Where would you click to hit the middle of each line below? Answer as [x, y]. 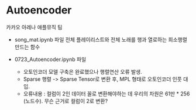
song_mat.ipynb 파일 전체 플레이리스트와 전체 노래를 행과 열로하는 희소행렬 [101, 39]
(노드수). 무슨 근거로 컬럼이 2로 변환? [66, 101]
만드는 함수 [27, 47]
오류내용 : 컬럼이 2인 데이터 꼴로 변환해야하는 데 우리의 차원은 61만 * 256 [106, 94]
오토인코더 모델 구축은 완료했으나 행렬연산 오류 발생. [82, 71]
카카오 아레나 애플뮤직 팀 [34, 27]
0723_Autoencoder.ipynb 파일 [50, 59]
